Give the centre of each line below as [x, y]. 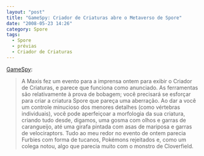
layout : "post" [26, 12]
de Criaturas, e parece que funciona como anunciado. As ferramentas [110, 87]
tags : [13, 35]
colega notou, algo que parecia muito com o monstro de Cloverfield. [108, 146]
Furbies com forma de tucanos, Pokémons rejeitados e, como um [104, 139]
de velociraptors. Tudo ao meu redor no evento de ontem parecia [104, 133]
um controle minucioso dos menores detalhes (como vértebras [101, 107]
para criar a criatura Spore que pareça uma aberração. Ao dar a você [108, 100]
